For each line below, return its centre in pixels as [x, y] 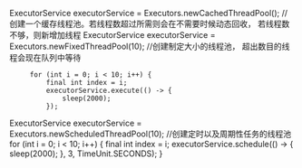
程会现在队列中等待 [45, 57]
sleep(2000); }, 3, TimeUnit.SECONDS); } [86, 154]
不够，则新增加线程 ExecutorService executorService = [112, 35]
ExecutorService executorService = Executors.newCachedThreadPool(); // [149, 13]
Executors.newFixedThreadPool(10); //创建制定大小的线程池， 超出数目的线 [150, 46]
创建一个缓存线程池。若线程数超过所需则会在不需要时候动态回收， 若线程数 [150, 23]
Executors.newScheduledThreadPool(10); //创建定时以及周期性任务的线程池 [151, 134]
